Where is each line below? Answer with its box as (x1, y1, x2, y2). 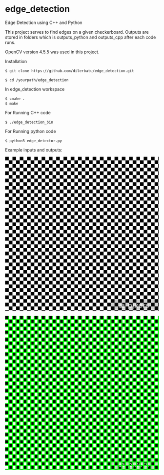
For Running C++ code (5, 109, 51, 115)
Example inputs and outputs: (5, 147, 62, 152)
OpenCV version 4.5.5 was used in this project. (5, 49, 100, 55)
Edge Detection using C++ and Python (5, 20, 82, 25)
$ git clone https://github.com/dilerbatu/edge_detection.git (5, 68, 134, 73)
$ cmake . (5, 96, 25, 101)
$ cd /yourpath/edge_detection (5, 77, 69, 83)
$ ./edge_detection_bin (5, 120, 54, 125)
